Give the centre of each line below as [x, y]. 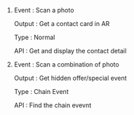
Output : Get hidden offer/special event [71, 78]
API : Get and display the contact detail [70, 51]
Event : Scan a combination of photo [66, 65]
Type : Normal [34, 37]
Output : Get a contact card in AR [62, 23]
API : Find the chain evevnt [53, 105]
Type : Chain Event [41, 92]
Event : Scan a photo [44, 10]
